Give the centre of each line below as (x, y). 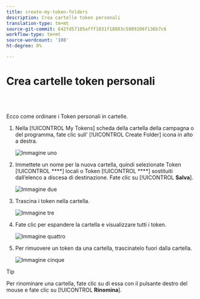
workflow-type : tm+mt (34, 35)
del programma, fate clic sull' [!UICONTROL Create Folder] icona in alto (104, 134)
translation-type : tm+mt (38, 23)
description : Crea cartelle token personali (63, 18)
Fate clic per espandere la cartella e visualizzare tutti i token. (91, 224)
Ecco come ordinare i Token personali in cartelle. (67, 116)
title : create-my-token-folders (47, 12)
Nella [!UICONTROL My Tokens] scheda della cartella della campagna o (104, 128)
